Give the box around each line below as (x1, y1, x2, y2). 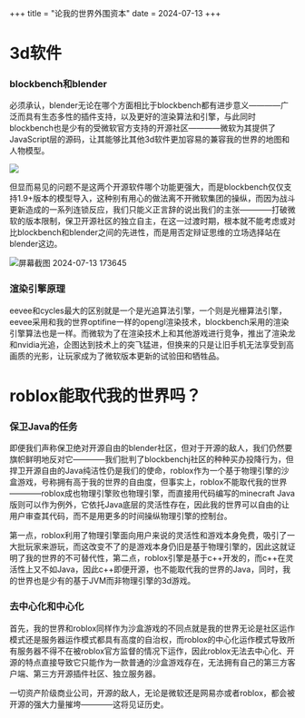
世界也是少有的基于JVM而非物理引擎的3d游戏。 (16, 575, 196, 586)
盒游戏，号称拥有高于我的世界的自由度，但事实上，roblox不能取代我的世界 (9, 477, 288, 487)
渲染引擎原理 (9, 282, 66, 295)
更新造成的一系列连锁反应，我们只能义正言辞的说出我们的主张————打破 (9, 204, 288, 215)
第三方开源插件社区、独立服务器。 (33, 668, 161, 679)
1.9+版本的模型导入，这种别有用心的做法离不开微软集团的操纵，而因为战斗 (16, 193, 296, 204)
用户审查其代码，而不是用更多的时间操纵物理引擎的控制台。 (9, 511, 232, 522)
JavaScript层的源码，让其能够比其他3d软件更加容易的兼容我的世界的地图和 (9, 134, 290, 145)
